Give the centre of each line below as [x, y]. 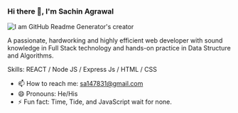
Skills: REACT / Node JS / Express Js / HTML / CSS [82, 70]
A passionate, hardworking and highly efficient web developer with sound [115, 41]
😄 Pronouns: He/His [48, 94]
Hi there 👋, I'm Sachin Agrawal [61, 11]
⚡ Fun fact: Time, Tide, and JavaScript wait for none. [94, 102]
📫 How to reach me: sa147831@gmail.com [80, 84]
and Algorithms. [31, 55]
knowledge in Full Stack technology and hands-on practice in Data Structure [119, 48]
